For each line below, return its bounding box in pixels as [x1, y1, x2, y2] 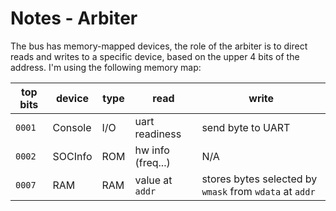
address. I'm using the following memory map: [10, 61, 202, 73]
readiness [134, 127, 182, 141]
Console [52, 120, 92, 134]
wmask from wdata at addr [201, 184, 316, 198]
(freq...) [134, 155, 171, 169]
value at [134, 173, 173, 187]
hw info [134, 143, 170, 157]
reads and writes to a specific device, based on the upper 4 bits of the [10, 50, 300, 62]
